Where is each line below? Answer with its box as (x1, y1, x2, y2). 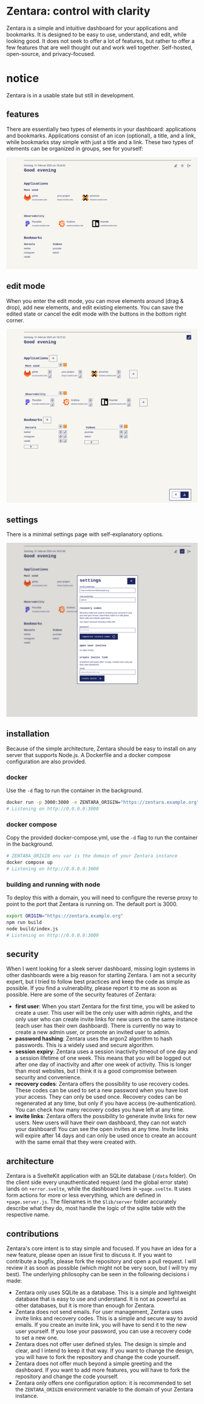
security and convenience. (15, 1074, 82, 1081)
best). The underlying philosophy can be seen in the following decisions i (6, 1271, 189, 1278)
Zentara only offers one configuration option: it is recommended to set (15, 1379, 191, 1387)
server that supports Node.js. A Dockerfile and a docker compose (6, 751, 171, 758)
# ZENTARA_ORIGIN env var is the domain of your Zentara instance (6, 853, 178, 859)
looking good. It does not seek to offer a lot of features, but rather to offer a (6, 37, 195, 44)
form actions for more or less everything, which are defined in (6, 1192, 161, 1199)
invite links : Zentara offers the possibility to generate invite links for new (15, 1113, 197, 1120)
